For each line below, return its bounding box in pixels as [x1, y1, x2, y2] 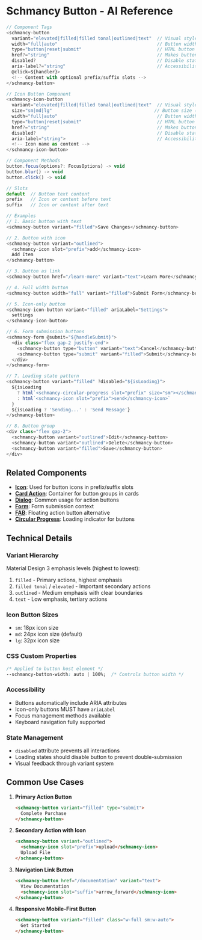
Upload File [20, 850, 50, 856]
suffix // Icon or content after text [6, 202, 109, 208]
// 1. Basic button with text [6, 218, 82, 225]
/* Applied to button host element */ [6, 666, 103, 672]
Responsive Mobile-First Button [14, 905, 96, 912]
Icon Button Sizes [6, 610, 59, 619]
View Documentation [20, 883, 69, 889]
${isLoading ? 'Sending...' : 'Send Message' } [11, 407, 130, 413]
